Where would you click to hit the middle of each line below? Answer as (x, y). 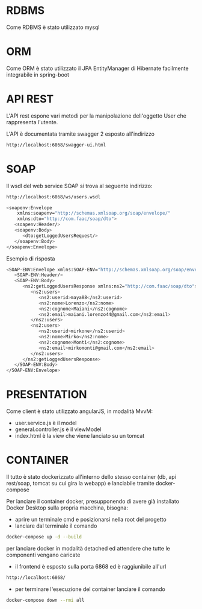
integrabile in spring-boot (38, 74)
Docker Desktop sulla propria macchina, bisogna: (67, 508)
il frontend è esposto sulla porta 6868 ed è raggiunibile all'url (90, 566)
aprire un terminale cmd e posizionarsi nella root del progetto (90, 519)
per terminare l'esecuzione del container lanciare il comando (90, 589)
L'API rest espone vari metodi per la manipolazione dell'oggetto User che (96, 116)
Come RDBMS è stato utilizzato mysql (53, 27)
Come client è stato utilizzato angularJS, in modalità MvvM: (80, 411)
